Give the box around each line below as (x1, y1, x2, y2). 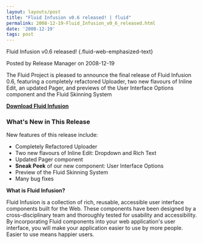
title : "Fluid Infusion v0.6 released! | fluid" (6, 15, 131, 21)
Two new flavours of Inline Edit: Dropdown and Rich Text (15, 150, 156, 157)
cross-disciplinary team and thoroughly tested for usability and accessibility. (6, 211, 197, 219)
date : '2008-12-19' (6, 25, 56, 32)
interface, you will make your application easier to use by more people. (6, 225, 183, 232)
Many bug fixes (15, 175, 55, 182)
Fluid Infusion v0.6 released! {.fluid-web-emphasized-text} (6, 48, 153, 55)
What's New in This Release (6, 117, 90, 126)
